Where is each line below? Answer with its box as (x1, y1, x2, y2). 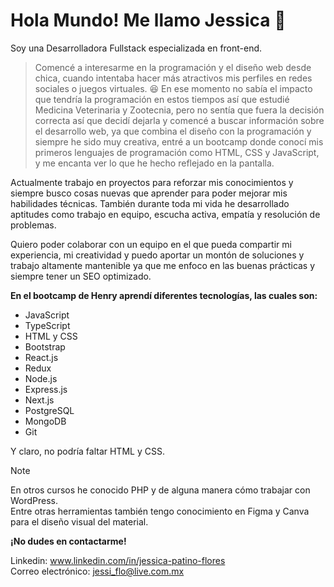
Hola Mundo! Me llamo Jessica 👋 (10, 9, 287, 32)
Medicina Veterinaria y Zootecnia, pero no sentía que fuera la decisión (34, 104, 325, 116)
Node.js (24, 372, 58, 384)
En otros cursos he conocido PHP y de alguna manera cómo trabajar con (10, 484, 311, 496)
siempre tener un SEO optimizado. (10, 270, 152, 282)
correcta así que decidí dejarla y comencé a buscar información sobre (34, 114, 325, 126)
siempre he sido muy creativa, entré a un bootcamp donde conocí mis (34, 135, 324, 148)
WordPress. (10, 494, 59, 506)
